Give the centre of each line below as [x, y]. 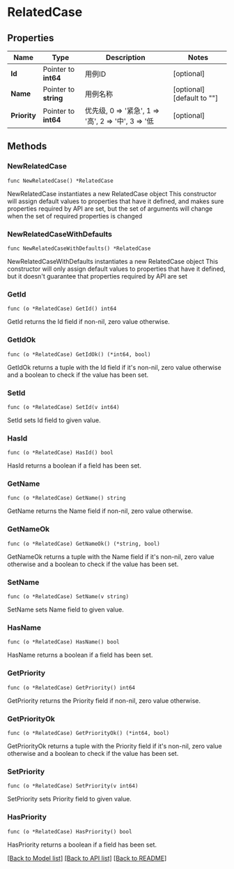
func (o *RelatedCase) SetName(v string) [68, 597]
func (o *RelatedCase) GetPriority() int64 [71, 688]
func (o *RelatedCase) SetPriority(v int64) [73, 786]
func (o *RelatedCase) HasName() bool [63, 642]
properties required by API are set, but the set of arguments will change [110, 208]
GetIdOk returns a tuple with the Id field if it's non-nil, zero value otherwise [114, 367]
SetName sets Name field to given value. [65, 610]
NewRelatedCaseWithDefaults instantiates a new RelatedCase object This [113, 261]
